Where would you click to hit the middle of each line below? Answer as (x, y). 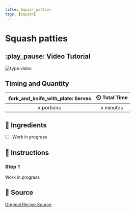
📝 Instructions (27, 153)
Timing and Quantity (37, 83)
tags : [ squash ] (21, 14)
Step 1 (13, 166)
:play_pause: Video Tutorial (48, 57)
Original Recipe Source (28, 204)
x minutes (112, 108)
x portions (49, 108)
